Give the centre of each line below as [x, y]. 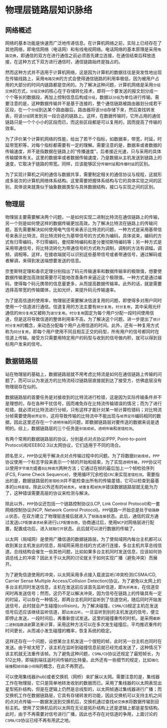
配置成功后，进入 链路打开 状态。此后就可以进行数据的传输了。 [76, 528]
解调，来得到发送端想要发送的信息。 [46, 260]
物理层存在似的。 [23, 386]
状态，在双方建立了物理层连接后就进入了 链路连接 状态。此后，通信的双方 [82, 516]
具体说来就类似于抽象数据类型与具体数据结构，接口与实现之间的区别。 [85, 187]
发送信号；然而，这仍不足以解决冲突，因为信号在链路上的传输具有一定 [90, 593]
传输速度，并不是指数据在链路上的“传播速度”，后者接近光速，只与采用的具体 [83, 151]
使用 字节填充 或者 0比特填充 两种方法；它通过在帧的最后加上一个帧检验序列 [82, 468]
